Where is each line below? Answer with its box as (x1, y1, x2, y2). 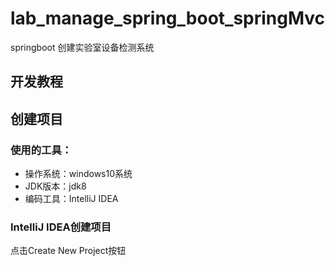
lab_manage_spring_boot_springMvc (10, 7, 326, 30)
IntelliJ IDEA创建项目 (10, 220, 112, 234)
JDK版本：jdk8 (24, 180, 87, 192)
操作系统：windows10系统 (24, 168, 133, 180)
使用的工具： (10, 143, 73, 157)
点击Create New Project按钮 (10, 245, 127, 257)
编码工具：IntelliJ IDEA (24, 193, 119, 205)
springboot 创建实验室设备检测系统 (10, 41, 155, 53)
